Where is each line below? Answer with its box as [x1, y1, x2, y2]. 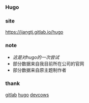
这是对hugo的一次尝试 [12, 54, 60, 60]
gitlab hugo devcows [5, 91, 49, 98]
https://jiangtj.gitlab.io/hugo [5, 29, 64, 35]
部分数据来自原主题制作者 [12, 67, 67, 73]
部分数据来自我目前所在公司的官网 [12, 60, 84, 67]
